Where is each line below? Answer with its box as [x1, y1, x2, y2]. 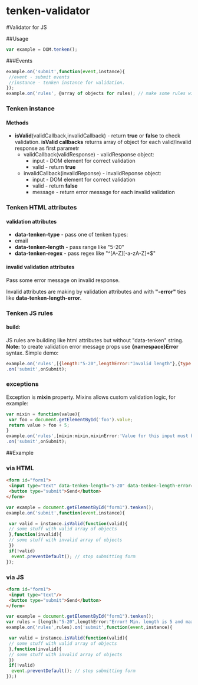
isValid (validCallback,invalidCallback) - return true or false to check [14, 132, 181, 139]
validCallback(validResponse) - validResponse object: [23, 151, 154, 158]
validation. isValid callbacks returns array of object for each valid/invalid [14, 139, 192, 146]
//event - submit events [8, 74, 70, 80]
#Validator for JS [6, 24, 47, 31]
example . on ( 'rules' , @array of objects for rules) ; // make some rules [6, 90, 186, 97]
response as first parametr [14, 145, 80, 152]
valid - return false [32, 182, 78, 189]
